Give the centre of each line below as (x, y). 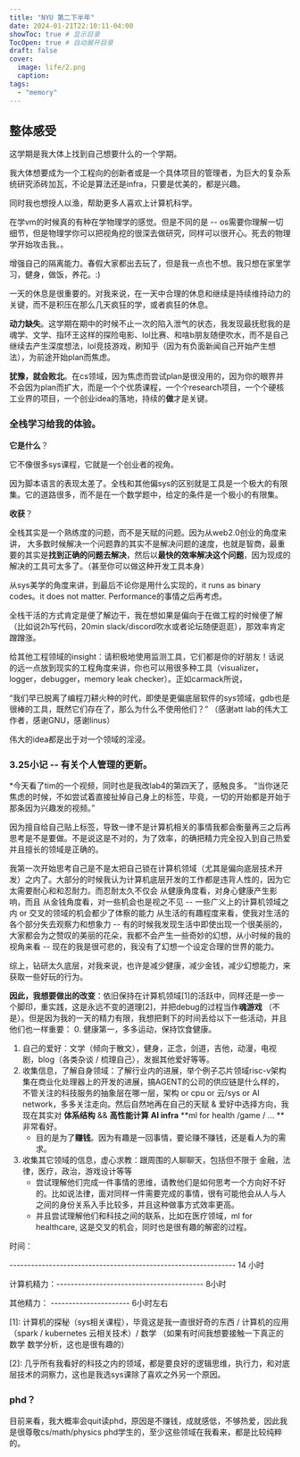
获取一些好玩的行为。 (48, 976)
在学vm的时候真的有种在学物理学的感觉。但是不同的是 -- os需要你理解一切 (146, 222)
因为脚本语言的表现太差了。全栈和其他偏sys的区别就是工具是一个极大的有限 (149, 483)
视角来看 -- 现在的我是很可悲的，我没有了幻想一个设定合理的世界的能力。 (144, 946)
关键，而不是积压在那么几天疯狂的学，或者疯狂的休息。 (111, 305)
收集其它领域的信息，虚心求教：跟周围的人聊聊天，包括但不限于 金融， (152, 1159)
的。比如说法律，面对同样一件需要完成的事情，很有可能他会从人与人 (161, 1193)
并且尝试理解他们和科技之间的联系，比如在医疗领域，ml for (144, 1216)
